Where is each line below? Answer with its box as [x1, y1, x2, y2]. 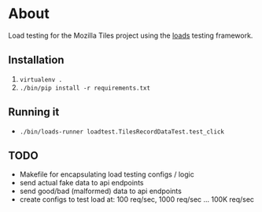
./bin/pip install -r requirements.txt [19, 84, 151, 92]
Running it [8, 105, 60, 119]
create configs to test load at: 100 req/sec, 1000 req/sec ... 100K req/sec [19, 195, 254, 204]
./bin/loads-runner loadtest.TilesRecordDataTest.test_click [19, 127, 225, 136]
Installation [8, 53, 65, 67]
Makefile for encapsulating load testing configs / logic [19, 170, 194, 179]
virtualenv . [19, 75, 63, 83]
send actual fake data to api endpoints [19, 178, 144, 188]
